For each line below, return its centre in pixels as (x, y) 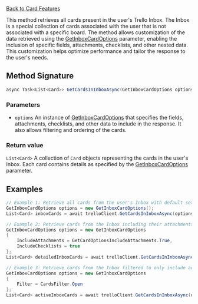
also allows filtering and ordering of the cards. (70, 130)
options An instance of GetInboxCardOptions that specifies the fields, (99, 117)
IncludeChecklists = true (49, 246)
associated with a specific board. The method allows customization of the (96, 32)
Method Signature (40, 76)
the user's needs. (27, 57)
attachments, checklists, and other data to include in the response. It (98, 124)
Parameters (23, 104)
